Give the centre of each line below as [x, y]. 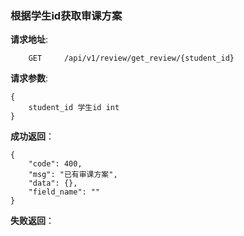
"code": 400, [55, 164]
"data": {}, [53, 183]
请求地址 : [29, 39]
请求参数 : [29, 78]
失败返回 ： [32, 221]
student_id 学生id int [74, 108]
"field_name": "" [64, 192]
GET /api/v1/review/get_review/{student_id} [131, 58]
